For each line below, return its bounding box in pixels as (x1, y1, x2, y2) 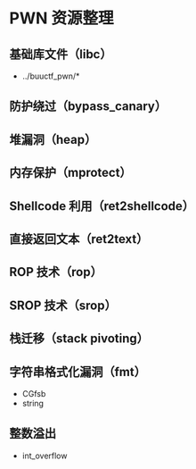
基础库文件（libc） (9, 46, 112, 62)
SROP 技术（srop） (9, 297, 118, 313)
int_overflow (21, 450, 68, 461)
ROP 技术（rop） (9, 264, 102, 280)
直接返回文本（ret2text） (9, 231, 149, 247)
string (21, 398, 45, 408)
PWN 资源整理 (9, 8, 114, 29)
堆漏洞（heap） (9, 131, 97, 147)
